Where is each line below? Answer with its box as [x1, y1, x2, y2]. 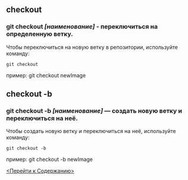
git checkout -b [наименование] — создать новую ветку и [6, 107, 183, 115]
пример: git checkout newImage [6, 71, 86, 79]
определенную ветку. [6, 30, 73, 38]
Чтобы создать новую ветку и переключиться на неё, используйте [6, 128, 176, 135]
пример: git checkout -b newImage [6, 156, 93, 163]
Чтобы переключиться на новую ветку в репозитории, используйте [6, 43, 178, 50]
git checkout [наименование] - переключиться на [6, 23, 158, 31]
